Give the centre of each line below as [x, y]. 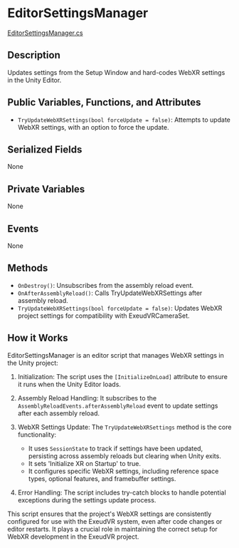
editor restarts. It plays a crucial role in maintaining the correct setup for [113, 529]
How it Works [38, 338]
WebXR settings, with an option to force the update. [93, 127]
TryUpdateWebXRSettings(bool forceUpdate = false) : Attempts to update [124, 120]
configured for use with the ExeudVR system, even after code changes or [115, 521]
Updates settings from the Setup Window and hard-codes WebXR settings [116, 72]
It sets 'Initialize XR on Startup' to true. [84, 463]
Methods [28, 268]
